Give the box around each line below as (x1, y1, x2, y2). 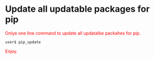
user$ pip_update (5, 39, 41, 45)
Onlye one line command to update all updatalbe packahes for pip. (5, 30, 141, 36)
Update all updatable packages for (5, 3, 150, 15)
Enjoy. (5, 48, 18, 54)
